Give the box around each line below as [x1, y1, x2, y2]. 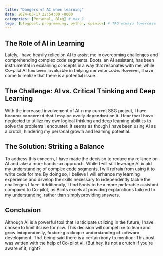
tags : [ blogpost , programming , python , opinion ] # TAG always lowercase [5, 21, 156, 26]
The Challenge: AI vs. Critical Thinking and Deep [5, 87, 156, 95]
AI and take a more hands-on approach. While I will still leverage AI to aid [5, 161, 152, 166]
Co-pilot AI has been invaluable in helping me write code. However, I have [5, 68, 154, 73]
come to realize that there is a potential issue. [5, 73, 97, 79]
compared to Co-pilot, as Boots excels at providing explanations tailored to [5, 186, 155, 192]
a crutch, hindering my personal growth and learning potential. [5, 128, 131, 134]
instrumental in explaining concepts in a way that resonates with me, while [5, 62, 155, 69]
